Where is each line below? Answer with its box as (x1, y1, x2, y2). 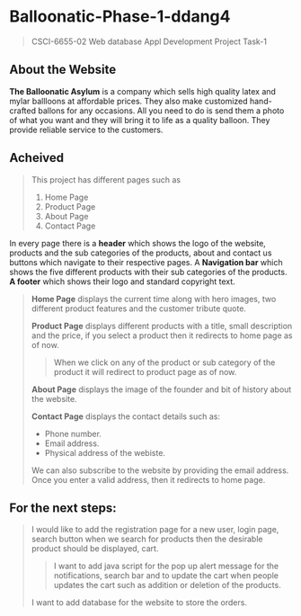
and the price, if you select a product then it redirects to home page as (31, 330, 293, 341)
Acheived (9, 150, 65, 165)
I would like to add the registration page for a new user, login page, (31, 524, 279, 535)
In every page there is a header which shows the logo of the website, (9, 237, 267, 248)
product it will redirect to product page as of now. (53, 366, 237, 377)
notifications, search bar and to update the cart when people (53, 570, 279, 581)
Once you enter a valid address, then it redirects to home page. (31, 474, 266, 485)
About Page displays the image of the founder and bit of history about (31, 384, 292, 395)
